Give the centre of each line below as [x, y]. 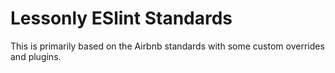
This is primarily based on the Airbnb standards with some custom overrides [167, 46]
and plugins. [36, 56]
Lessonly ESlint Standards [121, 18]
